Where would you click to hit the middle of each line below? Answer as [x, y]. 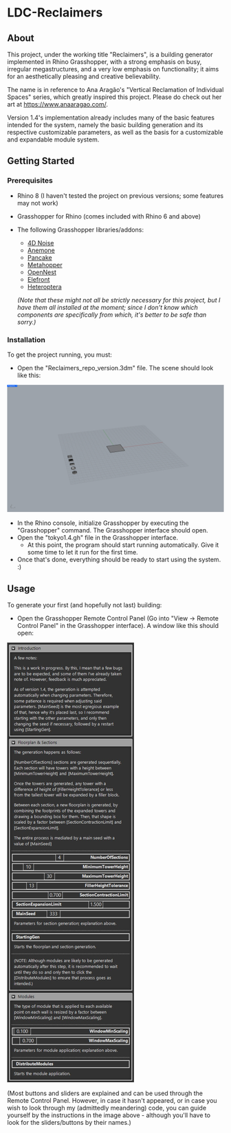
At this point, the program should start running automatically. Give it [123, 545]
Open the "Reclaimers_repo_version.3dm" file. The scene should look [115, 368]
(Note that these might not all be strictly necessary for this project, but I [119, 300]
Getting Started [41, 161]
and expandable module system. [53, 139]
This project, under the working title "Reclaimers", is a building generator [110, 54]
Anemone [41, 250]
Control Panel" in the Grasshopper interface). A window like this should [118, 626]
